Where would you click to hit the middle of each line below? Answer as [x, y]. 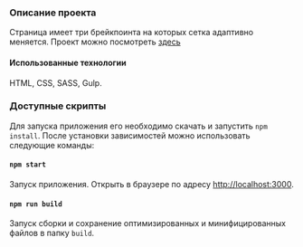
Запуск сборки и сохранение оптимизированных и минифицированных [148, 223]
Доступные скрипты [58, 106]
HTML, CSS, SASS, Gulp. [56, 82]
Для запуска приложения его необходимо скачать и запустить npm [139, 126]
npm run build [36, 204]
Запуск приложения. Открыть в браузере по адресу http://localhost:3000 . [151, 184]
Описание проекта [53, 13]
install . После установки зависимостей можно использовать [130, 135]
